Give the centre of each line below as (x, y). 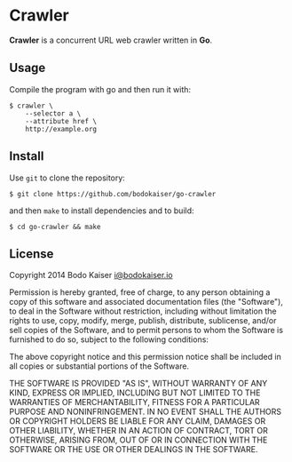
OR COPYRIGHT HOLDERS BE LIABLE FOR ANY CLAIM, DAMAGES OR (138, 421)
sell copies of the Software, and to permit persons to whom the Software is (146, 331)
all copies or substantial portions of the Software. (99, 366)
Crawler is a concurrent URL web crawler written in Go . (111, 40)
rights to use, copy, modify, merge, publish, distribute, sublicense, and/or (143, 321)
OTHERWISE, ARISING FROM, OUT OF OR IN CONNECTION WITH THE (138, 440)
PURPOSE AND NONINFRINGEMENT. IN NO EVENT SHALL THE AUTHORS (146, 412)
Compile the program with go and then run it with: (100, 89)
